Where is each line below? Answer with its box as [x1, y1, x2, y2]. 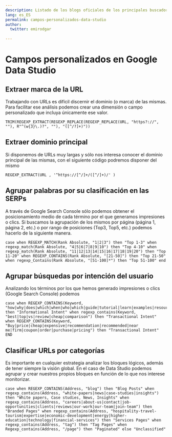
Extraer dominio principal [5, 138, 88, 147]
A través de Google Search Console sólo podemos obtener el [5, 208, 135, 214]
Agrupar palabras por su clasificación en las [5, 186, 149, 195]
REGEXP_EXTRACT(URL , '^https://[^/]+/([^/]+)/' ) [5, 172, 116, 177]
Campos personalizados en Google [5, 53, 158, 65]
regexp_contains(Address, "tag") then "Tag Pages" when [5, 422, 127, 427]
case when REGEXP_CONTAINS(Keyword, [5, 301, 83, 306]
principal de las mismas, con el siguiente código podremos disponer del [5, 157, 157, 163]
